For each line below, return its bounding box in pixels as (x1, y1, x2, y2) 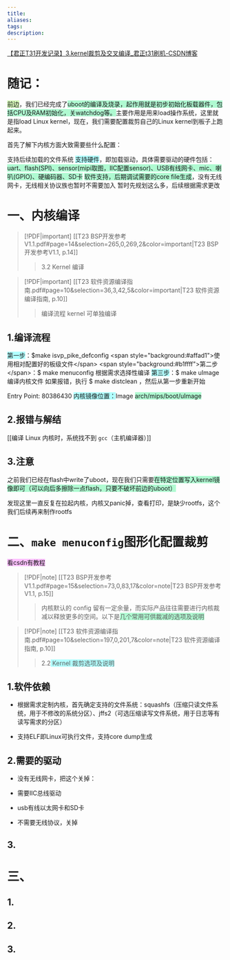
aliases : (7, 17, 32, 23)
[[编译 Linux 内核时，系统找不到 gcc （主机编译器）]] (7, 433, 151, 442)
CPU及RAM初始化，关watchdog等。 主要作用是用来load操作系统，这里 (12, 108, 213, 117)
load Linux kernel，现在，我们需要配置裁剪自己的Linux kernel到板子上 (19, 117, 217, 126)
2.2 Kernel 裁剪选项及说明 (41, 659, 115, 667)
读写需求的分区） (17, 718, 66, 726)
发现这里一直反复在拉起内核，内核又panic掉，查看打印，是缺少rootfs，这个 (7, 499, 220, 507)
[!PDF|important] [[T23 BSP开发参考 (23, 232, 127, 240)
